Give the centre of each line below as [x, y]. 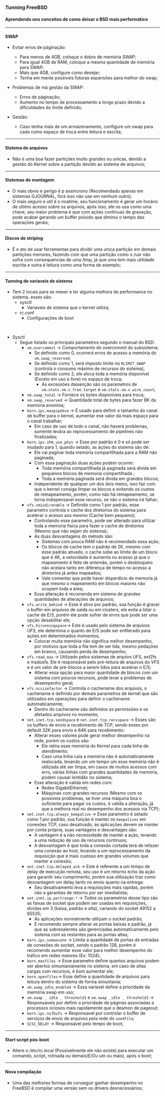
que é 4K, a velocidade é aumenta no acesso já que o [96, 557]
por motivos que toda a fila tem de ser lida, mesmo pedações [96, 646]
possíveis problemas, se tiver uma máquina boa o [92, 799]
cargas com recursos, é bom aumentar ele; [70, 971]
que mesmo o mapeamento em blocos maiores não [94, 584]
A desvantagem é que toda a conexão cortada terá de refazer [96, 845]
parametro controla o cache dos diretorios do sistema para [86, 510]
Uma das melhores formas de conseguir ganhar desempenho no [78, 1083]
